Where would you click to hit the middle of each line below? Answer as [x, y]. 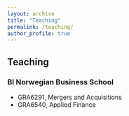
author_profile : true [39, 33]
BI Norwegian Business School [61, 82]
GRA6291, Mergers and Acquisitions [70, 97]
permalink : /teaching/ [40, 27]
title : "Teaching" [34, 20]
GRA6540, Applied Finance [56, 104]
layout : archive [31, 14]
